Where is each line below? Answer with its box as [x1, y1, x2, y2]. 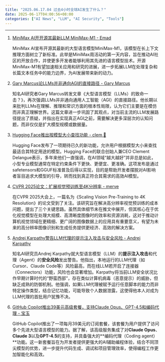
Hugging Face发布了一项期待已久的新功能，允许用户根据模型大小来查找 [12, 142, 157, 148]
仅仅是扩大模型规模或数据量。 [29, 121, 90, 128]
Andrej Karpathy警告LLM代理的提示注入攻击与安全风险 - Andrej [12, 235, 141, 241]
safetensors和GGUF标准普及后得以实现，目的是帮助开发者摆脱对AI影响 [12, 167, 156, 173]
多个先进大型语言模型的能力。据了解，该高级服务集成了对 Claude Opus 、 [12, 327, 160, 333]
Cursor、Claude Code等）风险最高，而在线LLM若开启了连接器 [12, 263, 139, 269]
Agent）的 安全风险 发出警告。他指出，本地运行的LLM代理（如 [21, 257, 145, 263]
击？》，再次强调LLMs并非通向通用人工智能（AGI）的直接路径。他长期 [12, 97, 154, 103]
